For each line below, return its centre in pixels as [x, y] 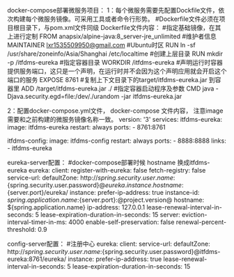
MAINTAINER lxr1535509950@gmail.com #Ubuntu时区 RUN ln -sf [102, 45]
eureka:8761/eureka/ [37, 259]
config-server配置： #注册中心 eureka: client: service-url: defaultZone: [109, 244]
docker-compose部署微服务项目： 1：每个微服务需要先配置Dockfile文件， [113, 10]
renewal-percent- [201, 222]
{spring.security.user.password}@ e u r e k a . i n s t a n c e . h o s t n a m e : [95, 185]
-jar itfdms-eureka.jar [151, 96]
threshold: [22, 229]
